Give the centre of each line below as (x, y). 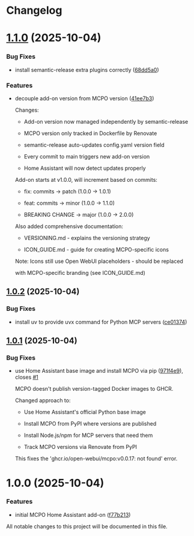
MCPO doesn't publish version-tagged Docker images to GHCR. (94, 389)
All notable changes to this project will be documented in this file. (87, 526)
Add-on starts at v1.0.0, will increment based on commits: (86, 179)
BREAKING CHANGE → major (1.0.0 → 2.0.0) (79, 214)
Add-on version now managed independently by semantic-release (106, 121)
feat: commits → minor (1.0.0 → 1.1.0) (69, 203)
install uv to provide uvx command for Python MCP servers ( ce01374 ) (101, 322)
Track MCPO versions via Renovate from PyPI (80, 447)
